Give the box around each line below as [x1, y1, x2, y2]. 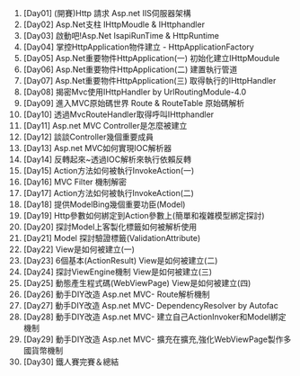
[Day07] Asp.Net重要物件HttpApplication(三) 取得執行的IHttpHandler [22, 76, 277, 85]
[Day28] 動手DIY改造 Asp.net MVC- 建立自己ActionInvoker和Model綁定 [22, 311, 287, 322]
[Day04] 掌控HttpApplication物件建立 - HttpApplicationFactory [22, 41, 254, 52]
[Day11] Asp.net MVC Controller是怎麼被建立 [22, 121, 188, 130]
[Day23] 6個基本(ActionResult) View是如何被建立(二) [22, 255, 218, 265]
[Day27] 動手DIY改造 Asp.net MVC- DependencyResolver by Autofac [22, 300, 279, 310]
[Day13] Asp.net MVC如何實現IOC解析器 [22, 143, 172, 153]
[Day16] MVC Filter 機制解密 [22, 176, 128, 187]
